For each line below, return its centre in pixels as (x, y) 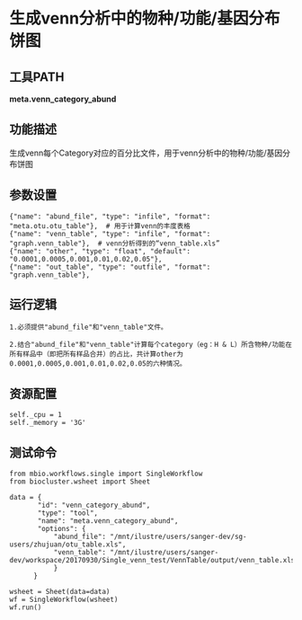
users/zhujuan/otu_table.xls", (68, 545)
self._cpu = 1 (36, 415)
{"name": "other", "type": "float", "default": (100, 251)
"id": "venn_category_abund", (94, 505)
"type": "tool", (68, 513)
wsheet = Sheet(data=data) (60, 592)
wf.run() (26, 607)
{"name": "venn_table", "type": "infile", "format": (110, 234)
